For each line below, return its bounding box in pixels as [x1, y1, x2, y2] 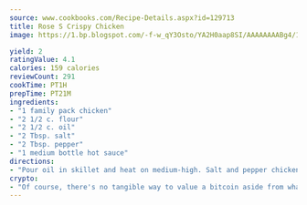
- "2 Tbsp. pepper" [9, 140, 84, 149]
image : [9, 30, 35, 39]
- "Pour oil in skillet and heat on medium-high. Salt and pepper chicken [9, 165, 301, 174]
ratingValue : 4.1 [9, 56, 76, 65]
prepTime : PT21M [9, 88, 71, 98]
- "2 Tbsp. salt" [9, 131, 76, 141]
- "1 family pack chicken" [9, 106, 112, 115]
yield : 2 [9, 46, 43, 56]
